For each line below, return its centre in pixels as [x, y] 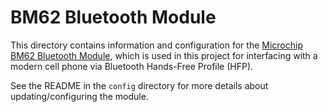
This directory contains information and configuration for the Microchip [157, 45]
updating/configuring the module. [79, 96]
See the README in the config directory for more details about [139, 85]
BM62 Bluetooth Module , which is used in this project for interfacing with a [164, 55]
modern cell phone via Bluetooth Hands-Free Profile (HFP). [132, 66]
